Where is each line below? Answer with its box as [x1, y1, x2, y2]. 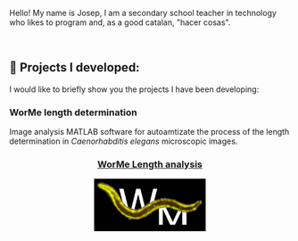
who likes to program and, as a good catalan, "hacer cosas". [9, 17, 231, 28]
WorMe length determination [9, 106, 137, 119]
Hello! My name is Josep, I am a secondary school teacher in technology [9, 8, 277, 18]
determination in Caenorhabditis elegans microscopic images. [9, 136, 238, 146]
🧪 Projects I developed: [9, 60, 140, 75]
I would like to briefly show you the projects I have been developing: [9, 84, 260, 95]
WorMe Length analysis [97, 158, 203, 170]
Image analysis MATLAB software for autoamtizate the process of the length [9, 127, 290, 137]
